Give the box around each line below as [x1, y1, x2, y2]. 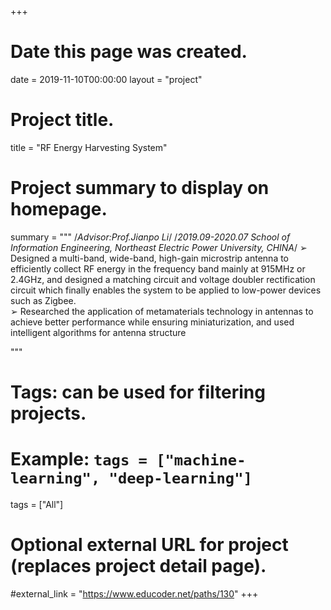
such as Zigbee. [10, 294, 77, 306]
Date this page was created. [10, 41, 248, 63]
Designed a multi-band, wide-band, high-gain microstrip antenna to [10, 252, 290, 264]
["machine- [156, 451, 247, 470]
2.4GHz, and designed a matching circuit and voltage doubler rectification [10, 273, 316, 285]
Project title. [10, 109, 115, 131]
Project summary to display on [10, 177, 270, 200]
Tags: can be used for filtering [10, 381, 266, 403]
